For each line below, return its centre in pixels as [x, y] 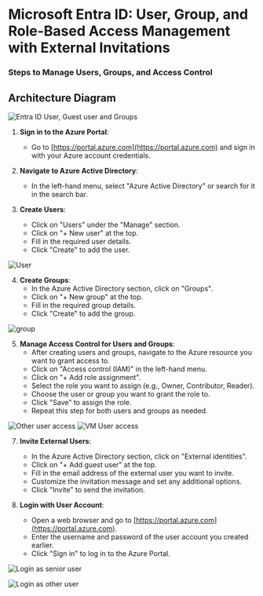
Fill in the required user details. [81, 241]
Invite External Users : [55, 441]
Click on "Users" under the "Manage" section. [106, 225]
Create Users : [42, 209]
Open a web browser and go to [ [84, 520]
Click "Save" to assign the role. [81, 402]
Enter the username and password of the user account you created [140, 536]
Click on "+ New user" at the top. [85, 232]
